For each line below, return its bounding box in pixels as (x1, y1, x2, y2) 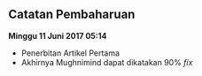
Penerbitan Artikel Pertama (20, 48, 120, 58)
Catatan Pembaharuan (8, 7, 136, 22)
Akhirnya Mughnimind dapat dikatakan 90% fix (20, 57, 193, 67)
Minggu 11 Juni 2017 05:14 (8, 30, 107, 41)
